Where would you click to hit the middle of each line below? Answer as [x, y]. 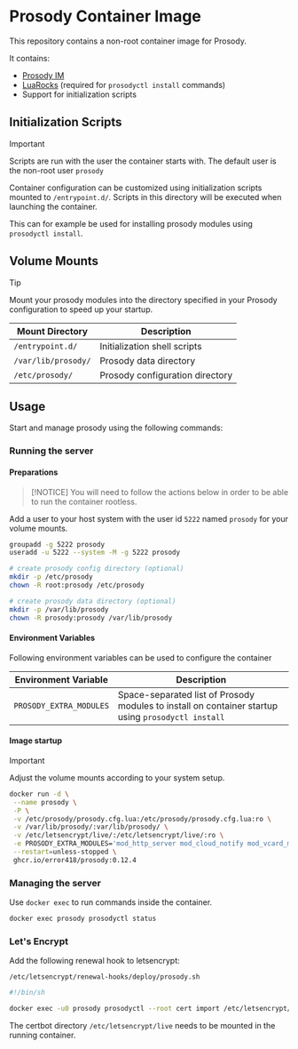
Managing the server [55, 883]
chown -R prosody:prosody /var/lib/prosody [91, 618]
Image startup [36, 741]
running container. [43, 1035]
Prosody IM [43, 75]
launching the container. [53, 206]
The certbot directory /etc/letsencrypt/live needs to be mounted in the [142, 1025]
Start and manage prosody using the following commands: [116, 428]
